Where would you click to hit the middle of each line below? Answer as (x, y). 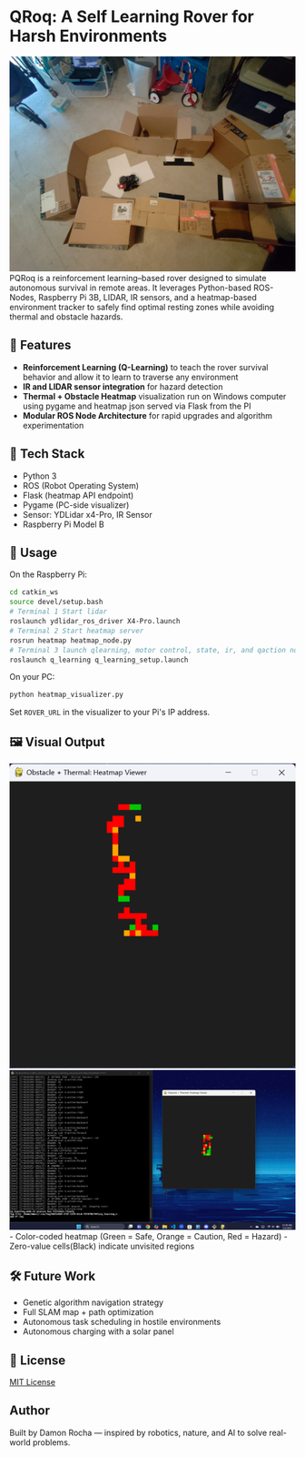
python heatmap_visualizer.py (67, 695)
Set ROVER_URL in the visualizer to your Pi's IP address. (110, 713)
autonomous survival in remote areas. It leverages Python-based (131, 288)
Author (30, 1411)
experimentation (53, 425)
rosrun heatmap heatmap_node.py (70, 640)
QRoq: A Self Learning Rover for (132, 17)
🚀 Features (40, 345)
